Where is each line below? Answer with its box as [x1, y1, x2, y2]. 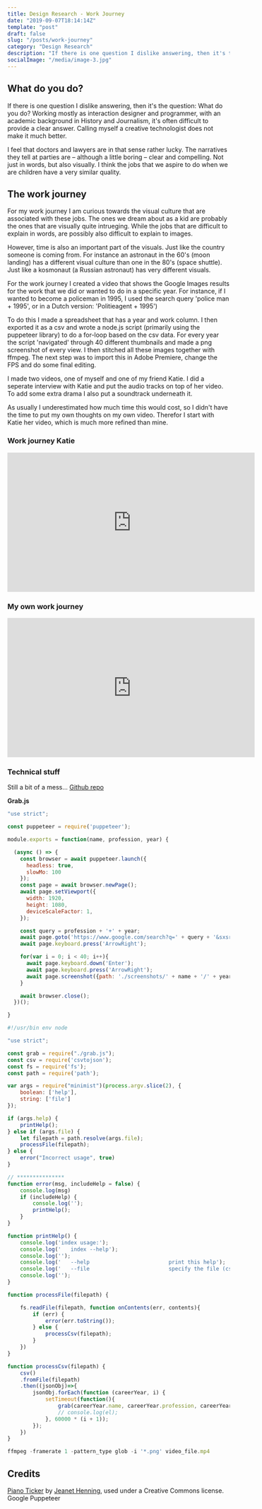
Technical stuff [7, 767, 61, 777]
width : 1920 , [25, 895, 65, 902]
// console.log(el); [57, 1409, 119, 1416]
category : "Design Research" [7, 43, 93, 50]
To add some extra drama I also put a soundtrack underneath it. [7, 390, 193, 398]
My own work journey [7, 601, 83, 611]
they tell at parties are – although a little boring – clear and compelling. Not [7, 153, 224, 161]
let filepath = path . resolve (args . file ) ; [20, 1135, 143, 1142]
